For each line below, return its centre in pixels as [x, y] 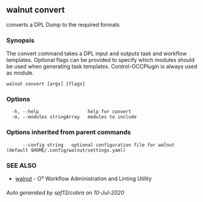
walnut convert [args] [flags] [46, 84]
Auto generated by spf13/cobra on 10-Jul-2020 [65, 192]
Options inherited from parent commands [69, 132]
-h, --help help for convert [72, 112]
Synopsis [20, 40]
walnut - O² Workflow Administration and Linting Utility [83, 179]
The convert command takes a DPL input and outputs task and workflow [96, 53]
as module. [20, 73]
